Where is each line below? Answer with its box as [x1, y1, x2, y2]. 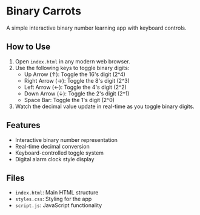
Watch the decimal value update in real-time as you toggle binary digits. [15, 103, 195, 110]
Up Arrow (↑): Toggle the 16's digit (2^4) [24, 71, 126, 78]
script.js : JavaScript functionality [15, 202, 102, 209]
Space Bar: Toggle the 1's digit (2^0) [24, 96, 115, 103]
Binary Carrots [6, 4, 82, 18]
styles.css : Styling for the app [15, 195, 92, 203]
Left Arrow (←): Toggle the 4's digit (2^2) [24, 83, 127, 91]
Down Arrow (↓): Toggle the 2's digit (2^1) [24, 89, 130, 97]
